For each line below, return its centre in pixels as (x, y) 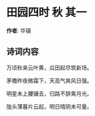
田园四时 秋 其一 (47, 13)
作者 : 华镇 (19, 31)
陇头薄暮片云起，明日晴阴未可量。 (49, 106)
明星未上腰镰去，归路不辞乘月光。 (49, 93)
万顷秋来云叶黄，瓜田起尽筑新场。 (49, 67)
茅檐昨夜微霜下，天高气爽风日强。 (49, 81)
